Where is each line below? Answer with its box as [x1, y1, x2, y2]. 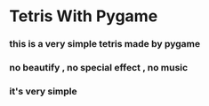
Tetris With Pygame [9, 6, 158, 26]
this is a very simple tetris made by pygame [9, 38, 201, 50]
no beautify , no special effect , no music [9, 62, 189, 74]
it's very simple [9, 85, 77, 97]
